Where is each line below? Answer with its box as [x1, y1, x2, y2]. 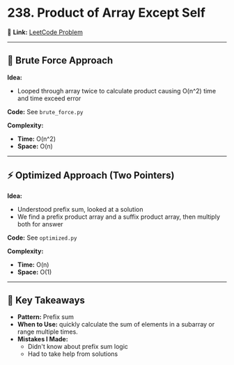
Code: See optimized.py [7, 233, 77, 242]
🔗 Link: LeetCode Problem [7, 28, 84, 36]
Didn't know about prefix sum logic [27, 343, 129, 351]
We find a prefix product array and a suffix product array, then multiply [17, 212, 221, 221]
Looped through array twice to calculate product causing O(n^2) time [17, 86, 217, 95]
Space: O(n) [17, 141, 54, 150]
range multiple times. [17, 327, 78, 336]
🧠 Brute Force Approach [7, 54, 114, 67]
